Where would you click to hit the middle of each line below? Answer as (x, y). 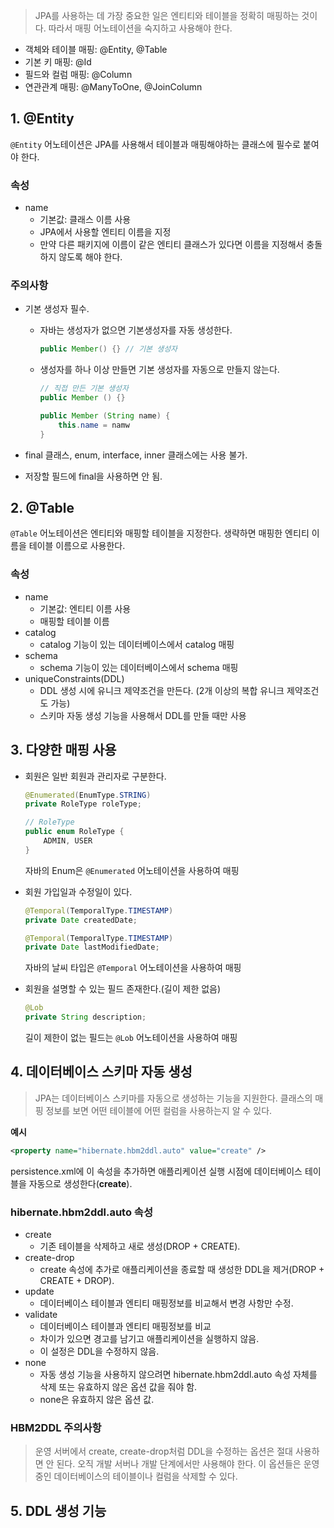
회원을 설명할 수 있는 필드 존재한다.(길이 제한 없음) (123, 989)
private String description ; (85, 1017)
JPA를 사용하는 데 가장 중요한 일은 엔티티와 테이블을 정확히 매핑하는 (167, 15)
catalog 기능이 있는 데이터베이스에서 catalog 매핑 (137, 644)
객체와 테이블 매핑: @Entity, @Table (96, 49)
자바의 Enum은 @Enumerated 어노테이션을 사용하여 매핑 (132, 870)
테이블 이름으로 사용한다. (77, 546)
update (39, 1291)
